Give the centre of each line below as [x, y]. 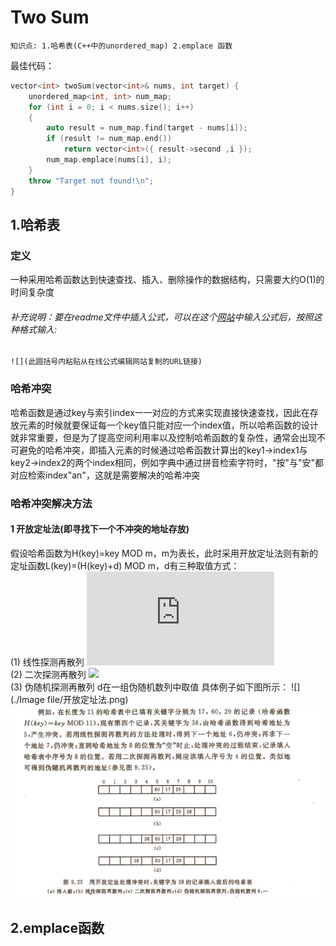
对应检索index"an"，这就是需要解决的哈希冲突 [105, 475]
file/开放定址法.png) [87, 699]
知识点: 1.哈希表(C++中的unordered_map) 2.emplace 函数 [121, 46]
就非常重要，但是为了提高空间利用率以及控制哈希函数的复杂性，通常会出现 [163, 437]
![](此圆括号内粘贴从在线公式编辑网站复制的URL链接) [106, 362]
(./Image [27, 699]
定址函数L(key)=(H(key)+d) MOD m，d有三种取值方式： [125, 565]
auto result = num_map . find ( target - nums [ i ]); [147, 128]
